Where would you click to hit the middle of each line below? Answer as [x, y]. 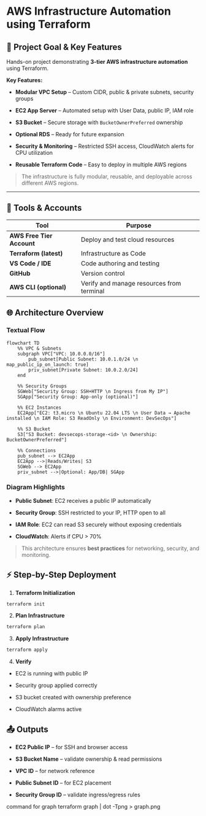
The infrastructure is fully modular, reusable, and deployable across [107, 177]
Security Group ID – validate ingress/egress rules [78, 795]
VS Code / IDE [30, 263]
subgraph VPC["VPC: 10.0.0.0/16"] [61, 354]
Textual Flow [26, 330]
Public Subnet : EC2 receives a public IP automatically [83, 500]
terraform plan [26, 627]
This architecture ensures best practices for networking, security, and [110, 548]
